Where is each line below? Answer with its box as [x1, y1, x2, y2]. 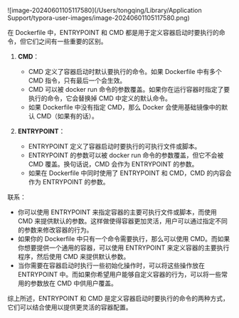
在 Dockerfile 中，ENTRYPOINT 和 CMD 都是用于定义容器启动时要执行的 [7, 28, 219, 36]
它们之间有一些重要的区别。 [26, 37, 107, 46]
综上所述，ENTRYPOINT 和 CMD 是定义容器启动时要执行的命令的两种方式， [7, 295, 229, 302]
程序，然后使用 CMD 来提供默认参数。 [17, 253, 130, 260]
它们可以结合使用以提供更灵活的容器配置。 [7, 303, 132, 312]
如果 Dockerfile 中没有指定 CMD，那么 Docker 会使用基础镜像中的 [28, 103, 222, 111]
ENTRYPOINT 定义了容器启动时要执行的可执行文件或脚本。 [28, 142, 201, 150]
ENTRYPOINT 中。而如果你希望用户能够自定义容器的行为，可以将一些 [17, 270, 222, 278]
